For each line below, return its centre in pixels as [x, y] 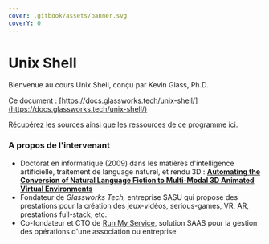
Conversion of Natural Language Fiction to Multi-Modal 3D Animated [137, 180]
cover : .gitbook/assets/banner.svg [68, 16]
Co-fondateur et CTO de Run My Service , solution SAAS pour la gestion [139, 222]
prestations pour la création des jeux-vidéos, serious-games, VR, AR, [134, 205]
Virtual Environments [56, 189]
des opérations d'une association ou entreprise [98, 231]
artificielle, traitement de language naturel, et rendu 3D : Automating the [140, 171]
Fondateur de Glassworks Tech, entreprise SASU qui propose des [129, 197]
